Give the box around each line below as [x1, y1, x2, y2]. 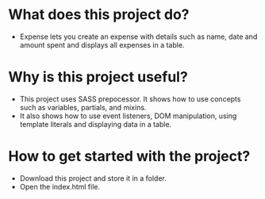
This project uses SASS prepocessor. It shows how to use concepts [19, 94, 241, 104]
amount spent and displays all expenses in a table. [19, 40, 185, 49]
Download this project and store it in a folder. [19, 173, 167, 183]
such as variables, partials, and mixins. [19, 102, 147, 112]
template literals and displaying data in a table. [19, 119, 172, 128]
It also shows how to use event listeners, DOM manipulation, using [19, 111, 237, 121]
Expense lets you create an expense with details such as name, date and [19, 32, 258, 41]
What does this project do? [8, 6, 190, 24]
